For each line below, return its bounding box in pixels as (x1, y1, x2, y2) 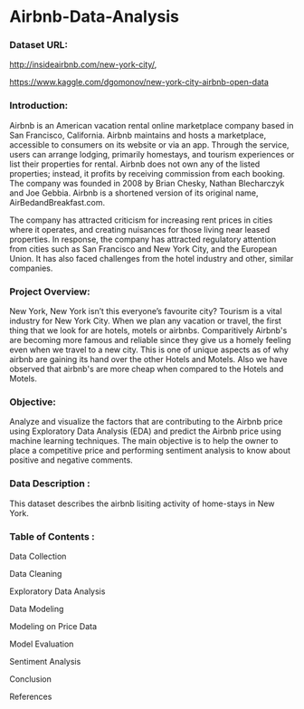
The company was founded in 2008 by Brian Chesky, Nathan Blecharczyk (9, 177, 285, 188)
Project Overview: (9, 285, 90, 298)
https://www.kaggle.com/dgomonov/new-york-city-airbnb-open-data (9, 77, 270, 88)
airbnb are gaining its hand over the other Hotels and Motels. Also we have (9, 354, 288, 365)
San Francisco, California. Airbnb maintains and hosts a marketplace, (9, 129, 267, 140)
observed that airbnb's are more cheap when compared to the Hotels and (9, 364, 284, 375)
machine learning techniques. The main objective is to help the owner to (9, 436, 279, 446)
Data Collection (9, 551, 67, 561)
